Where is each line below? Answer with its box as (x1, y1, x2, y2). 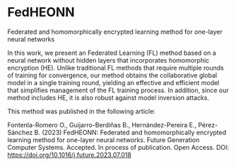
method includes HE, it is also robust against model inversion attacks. (7, 93, 210, 102)
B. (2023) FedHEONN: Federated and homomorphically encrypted (34, 128, 227, 136)
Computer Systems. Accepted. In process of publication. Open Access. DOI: (7, 143, 230, 151)
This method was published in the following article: (7, 107, 155, 115)
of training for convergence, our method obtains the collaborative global (7, 71, 218, 79)
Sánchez (7, 128, 33, 136)
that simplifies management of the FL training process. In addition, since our (7, 86, 230, 94)
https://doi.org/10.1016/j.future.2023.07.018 (7, 151, 132, 159)
